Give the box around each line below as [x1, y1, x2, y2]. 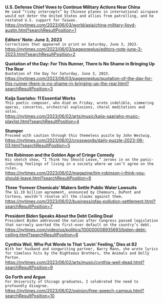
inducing [5, 162, 23, 166]
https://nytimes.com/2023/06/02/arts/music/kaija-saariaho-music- [5, 113, 140, 119]
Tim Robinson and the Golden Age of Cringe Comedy [5, 152, 115, 158]
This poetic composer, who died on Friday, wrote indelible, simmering [5, 101, 154, 105]
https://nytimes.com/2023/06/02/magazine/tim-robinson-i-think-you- [5, 170, 145, 176]
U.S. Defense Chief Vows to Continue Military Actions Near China [5, 4, 141, 10]
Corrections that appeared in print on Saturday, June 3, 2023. [5, 42, 139, 47]
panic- [140, 157, 154, 162]
